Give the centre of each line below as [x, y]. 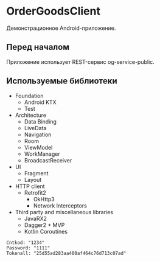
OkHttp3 [44, 199]
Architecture [31, 115]
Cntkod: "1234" [26, 242]
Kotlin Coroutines [46, 231]
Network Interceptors [60, 206]
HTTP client [30, 186]
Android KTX [40, 102]
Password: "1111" [28, 248]
